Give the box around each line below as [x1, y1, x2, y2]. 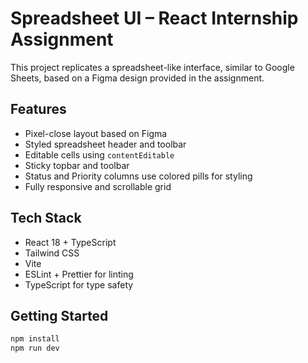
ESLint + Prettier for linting [24, 268, 134, 280]
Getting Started [10, 307, 109, 324]
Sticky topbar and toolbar [24, 159, 130, 171]
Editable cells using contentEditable [24, 148, 175, 161]
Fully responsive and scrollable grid [24, 180, 172, 192]
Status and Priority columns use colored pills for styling [24, 170, 253, 182]
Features [10, 101, 67, 118]
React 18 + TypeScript [24, 236, 117, 248]
